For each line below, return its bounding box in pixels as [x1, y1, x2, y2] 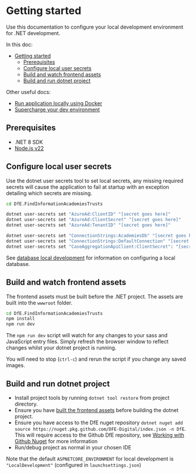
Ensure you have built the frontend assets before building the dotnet [14, 406, 179, 413]
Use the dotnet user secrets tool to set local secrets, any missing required [6, 177, 184, 184]
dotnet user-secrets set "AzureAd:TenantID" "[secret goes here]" [6, 222, 171, 229]
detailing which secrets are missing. [6, 189, 92, 196]
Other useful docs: [6, 88, 51, 95]
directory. [14, 400, 38, 407]
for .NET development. [6, 29, 61, 36]
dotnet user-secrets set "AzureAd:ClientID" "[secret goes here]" [6, 212, 171, 217]
